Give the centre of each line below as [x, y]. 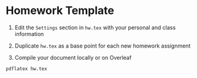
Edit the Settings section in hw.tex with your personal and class [95, 27]
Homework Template [60, 11]
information [29, 34]
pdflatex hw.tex [26, 69]
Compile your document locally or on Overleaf [73, 57]
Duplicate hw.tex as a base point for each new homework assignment [102, 46]
